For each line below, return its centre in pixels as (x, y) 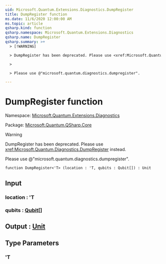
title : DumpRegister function (36, 14)
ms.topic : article (24, 23)
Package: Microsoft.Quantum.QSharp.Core (48, 125)
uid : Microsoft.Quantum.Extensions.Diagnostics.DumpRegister (69, 10)
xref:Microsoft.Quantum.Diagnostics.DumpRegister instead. (66, 150)
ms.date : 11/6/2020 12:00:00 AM (38, 19)
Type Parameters (32, 243)
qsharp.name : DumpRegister (33, 38)
